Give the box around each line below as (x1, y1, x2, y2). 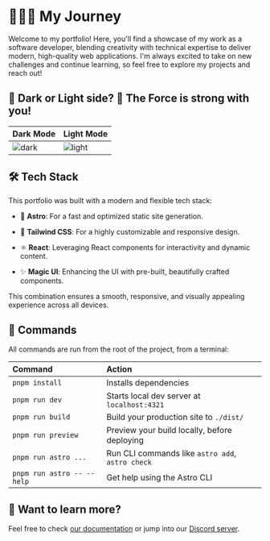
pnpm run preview (12, 431, 79, 440)
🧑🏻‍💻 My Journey (8, 7, 122, 26)
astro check (106, 458, 153, 467)
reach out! (8, 68, 43, 77)
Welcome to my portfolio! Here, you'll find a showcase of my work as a (8, 34, 243, 44)
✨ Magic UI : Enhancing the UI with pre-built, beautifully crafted (19, 266, 230, 277)
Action (106, 364, 133, 375)
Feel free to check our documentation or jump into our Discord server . (8, 524, 240, 534)
